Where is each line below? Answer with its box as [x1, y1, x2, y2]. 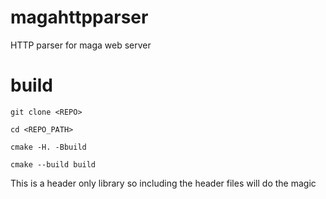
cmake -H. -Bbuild [10, 142, 87, 152]
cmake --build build [10, 159, 97, 170]
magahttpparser [10, 6, 149, 29]
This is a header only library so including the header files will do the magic [10, 177, 317, 189]
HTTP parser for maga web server [10, 39, 152, 51]
